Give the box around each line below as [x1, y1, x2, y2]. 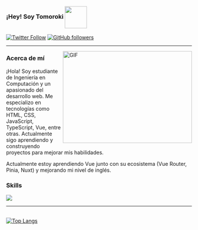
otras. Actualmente [6, 130, 52, 137]
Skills [6, 181, 22, 189]
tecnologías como [6, 105, 50, 112]
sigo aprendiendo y [6, 136, 53, 144]
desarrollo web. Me [6, 92, 53, 99]
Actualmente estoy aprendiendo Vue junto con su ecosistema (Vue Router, [6, 160, 187, 167]
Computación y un [6, 80, 51, 87]
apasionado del [6, 86, 44, 94]
